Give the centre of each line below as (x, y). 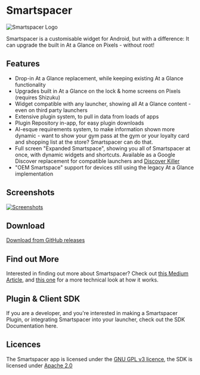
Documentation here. (32, 326)
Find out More (33, 259)
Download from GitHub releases (46, 240)
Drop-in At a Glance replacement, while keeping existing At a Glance (99, 78)
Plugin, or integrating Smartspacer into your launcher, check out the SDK (96, 319)
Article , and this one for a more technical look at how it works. (82, 280)
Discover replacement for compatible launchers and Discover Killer (97, 161)
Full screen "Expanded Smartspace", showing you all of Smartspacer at (103, 148)
